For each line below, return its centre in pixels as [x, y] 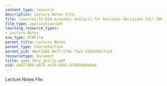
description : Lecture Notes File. [41, 14]
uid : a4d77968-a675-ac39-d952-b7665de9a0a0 [51, 65]
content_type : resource [30, 10]
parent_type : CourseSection [34, 47]
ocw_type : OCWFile [24, 38]
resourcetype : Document [30, 56]
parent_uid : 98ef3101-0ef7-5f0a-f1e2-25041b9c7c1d [59, 51]
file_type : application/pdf [34, 24]
